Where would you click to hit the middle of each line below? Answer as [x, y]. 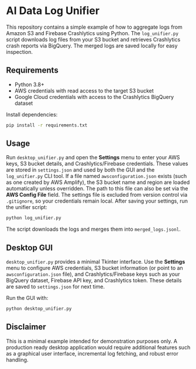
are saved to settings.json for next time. [56, 287]
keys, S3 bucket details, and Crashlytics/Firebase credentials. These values [97, 164]
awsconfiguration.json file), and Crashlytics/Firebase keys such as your [93, 274]
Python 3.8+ [30, 84]
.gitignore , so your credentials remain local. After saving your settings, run [97, 201]
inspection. [20, 52]
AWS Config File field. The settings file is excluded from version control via [97, 195]
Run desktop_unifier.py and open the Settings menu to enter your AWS [93, 158]
